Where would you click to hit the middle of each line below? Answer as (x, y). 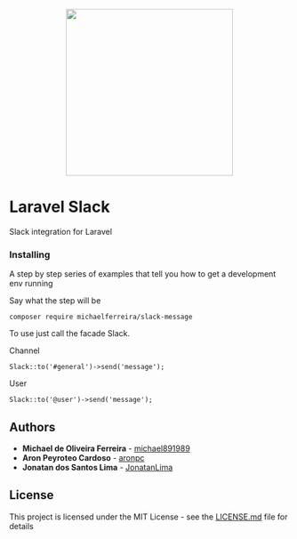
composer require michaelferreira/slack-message (101, 317)
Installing (30, 254)
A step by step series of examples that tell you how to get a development (143, 274)
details (21, 526)
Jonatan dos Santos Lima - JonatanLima (97, 468)
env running (31, 284)
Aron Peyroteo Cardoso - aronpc (83, 458)
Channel (24, 350)
